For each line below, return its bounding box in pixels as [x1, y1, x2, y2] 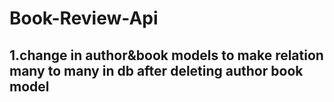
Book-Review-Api [9, 7, 159, 30]
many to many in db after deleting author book [9, 62, 304, 79]
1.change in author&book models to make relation [9, 47, 324, 64]
